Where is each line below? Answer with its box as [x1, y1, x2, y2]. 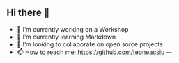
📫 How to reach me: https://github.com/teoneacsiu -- [16, 48, 172, 56]
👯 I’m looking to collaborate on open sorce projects [16, 39, 163, 48]
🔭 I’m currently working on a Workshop [16, 25, 129, 33]
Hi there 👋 [6, 7, 50, 19]
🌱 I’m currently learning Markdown [16, 33, 116, 41]
